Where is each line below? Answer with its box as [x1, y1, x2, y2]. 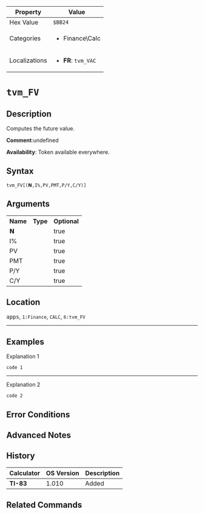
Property [15, 8, 41, 16]
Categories [9, 34, 41, 42]
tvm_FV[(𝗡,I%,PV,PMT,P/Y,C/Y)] [6, 182, 87, 188]
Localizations [9, 56, 47, 65]
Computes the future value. [6, 125, 75, 132]
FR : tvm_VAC [63, 56, 97, 65]
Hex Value [9, 18, 38, 26]
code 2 [6, 393, 23, 399]
